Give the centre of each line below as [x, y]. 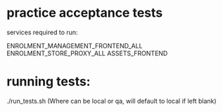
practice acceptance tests [85, 13]
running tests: [49, 82]
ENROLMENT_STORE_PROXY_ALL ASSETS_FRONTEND [87, 53]
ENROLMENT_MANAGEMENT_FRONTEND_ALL [75, 45]
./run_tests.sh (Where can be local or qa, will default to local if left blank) [111, 101]
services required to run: [42, 32]
